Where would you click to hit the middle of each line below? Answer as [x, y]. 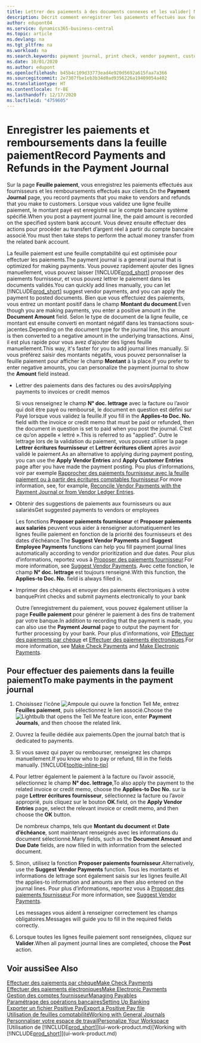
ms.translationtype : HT [36, 84]
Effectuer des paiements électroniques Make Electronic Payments [87, 989]
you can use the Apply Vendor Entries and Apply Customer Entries [99, 460]
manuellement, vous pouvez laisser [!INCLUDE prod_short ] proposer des [95, 272]
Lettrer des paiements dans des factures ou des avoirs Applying [93, 385]
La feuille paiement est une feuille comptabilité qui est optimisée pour [92, 253]
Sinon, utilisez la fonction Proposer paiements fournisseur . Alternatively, [105, 863]
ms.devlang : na [26, 39]
